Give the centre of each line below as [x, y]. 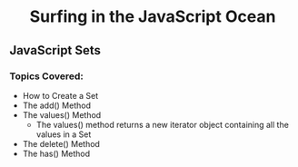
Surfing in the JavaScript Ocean [153, 17]
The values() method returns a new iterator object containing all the [162, 124]
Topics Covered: [46, 76]
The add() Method [57, 105]
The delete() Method [61, 143]
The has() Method [56, 153]
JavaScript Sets [55, 50]
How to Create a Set [60, 95]
